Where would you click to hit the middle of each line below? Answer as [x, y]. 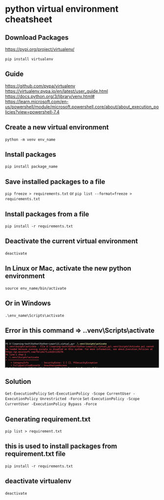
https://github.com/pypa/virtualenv [40, 86]
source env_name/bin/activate [36, 288]
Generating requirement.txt [48, 419]
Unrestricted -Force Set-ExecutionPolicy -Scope [90, 399]
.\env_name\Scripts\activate [35, 315]
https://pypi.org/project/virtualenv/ [40, 49]
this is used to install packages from [61, 446]
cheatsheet [29, 19]
